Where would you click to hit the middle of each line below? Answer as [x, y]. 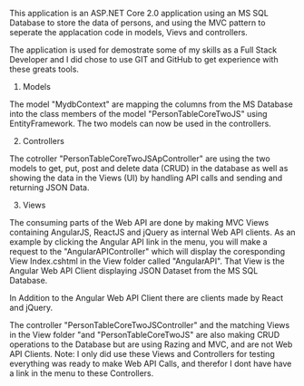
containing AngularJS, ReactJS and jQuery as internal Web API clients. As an [153, 232]
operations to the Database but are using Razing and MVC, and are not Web [151, 344]
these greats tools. [44, 69]
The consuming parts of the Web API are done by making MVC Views [139, 222]
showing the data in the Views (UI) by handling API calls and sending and [146, 178]
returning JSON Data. [49, 188]
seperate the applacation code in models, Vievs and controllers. [128, 32]
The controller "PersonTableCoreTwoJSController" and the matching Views [150, 325]
